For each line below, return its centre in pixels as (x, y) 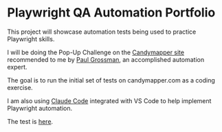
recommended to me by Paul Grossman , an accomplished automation (106, 59)
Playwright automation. (40, 108)
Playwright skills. (31, 38)
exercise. (20, 87)
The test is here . (30, 121)
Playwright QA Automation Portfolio (111, 13)
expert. (17, 67)
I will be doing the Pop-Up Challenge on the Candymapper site (96, 52)
